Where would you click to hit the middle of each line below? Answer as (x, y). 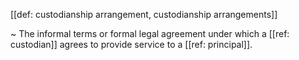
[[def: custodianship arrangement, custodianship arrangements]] (144, 14)
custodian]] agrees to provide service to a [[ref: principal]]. (131, 44)
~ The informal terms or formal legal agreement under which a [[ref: (150, 33)
